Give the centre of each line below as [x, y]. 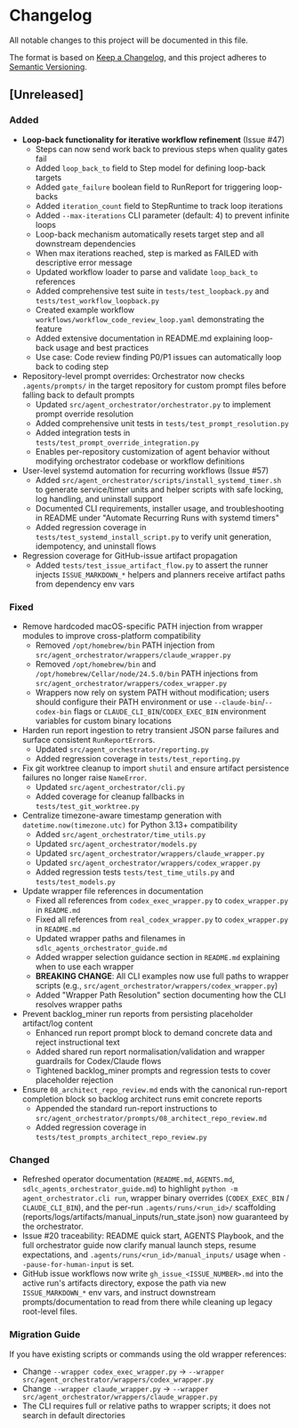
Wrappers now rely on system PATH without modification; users [152, 692]
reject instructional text [77, 1042]
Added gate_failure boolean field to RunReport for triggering [148, 187]
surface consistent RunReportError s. [89, 739]
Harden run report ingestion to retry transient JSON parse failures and [150, 730]
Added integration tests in [83, 432]
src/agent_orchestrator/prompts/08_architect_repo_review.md [151, 1118]
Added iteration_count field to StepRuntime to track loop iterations [159, 206]
